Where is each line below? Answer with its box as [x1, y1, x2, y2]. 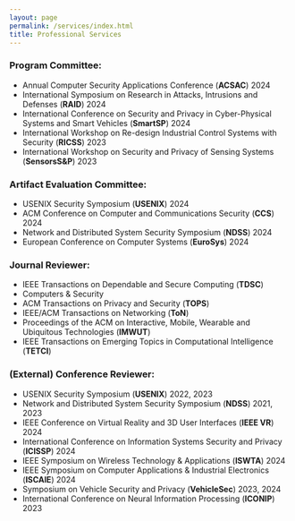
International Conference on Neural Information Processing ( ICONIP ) [21, 493, 275, 504]
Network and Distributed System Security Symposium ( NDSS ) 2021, [21, 397, 274, 408]
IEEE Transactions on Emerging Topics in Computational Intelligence [21, 337, 274, 347]
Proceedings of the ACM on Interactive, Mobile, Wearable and [21, 317, 250, 328]
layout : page [9, 13, 58, 22]
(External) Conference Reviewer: [9, 368, 155, 380]
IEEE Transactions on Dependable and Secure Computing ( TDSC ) [21, 279, 264, 290]
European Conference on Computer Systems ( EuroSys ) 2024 [21, 236, 249, 247]
